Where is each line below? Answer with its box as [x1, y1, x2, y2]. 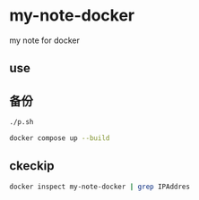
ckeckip [9, 158, 56, 174]
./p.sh [9, 118, 34, 127]
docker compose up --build [9, 134, 110, 143]
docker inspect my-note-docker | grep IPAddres [9, 182, 191, 191]
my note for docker [9, 35, 81, 46]
